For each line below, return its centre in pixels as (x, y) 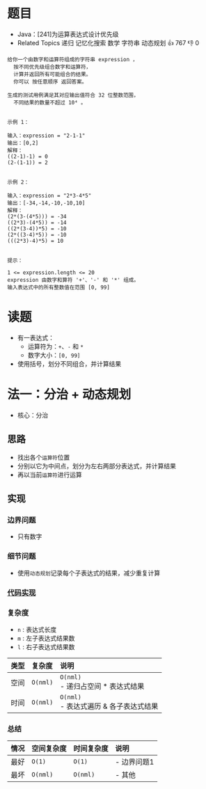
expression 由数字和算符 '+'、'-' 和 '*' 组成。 (73, 280)
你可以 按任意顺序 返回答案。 (50, 81)
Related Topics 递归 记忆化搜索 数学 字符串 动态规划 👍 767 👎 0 (108, 42)
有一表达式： (35, 337)
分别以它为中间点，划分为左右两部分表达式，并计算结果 (96, 465)
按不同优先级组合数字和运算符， (53, 67)
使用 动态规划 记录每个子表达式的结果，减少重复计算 (89, 573)
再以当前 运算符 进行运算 (49, 475)
